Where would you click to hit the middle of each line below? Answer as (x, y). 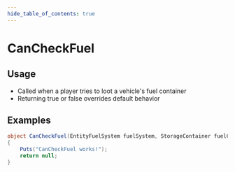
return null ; (39, 156)
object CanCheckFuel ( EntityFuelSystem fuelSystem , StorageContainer (109, 136)
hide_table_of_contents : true (51, 14)
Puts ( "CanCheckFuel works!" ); (64, 150)
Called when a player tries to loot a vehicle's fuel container (102, 91)
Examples (29, 121)
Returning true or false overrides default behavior (88, 98)
